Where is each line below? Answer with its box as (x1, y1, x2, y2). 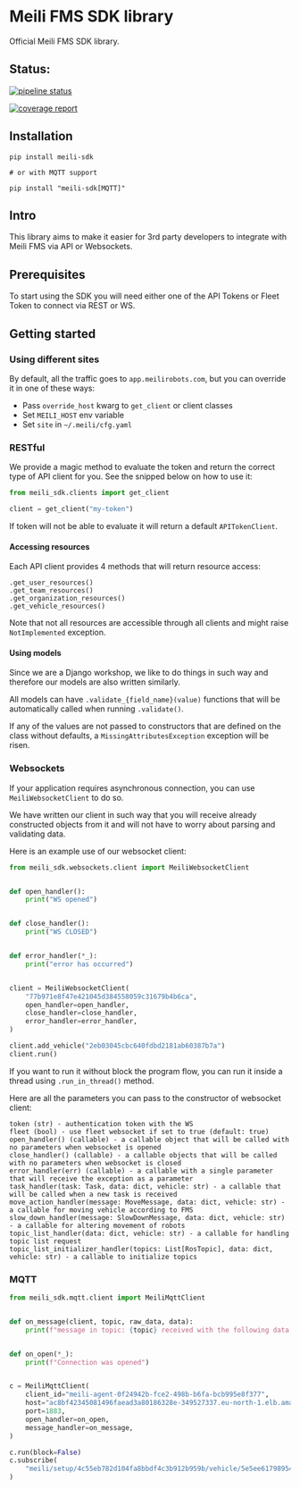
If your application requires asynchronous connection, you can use (9, 782, 255, 793)
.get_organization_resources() (9, 594, 126, 603)
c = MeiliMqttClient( (9, 1382, 90, 1391)
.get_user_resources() (9, 578, 94, 587)
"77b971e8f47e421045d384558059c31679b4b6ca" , (25, 992, 198, 1001)
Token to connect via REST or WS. (9, 300, 136, 311)
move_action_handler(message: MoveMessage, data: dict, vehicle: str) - (9, 1198, 286, 1207)
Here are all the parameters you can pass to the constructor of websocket (9, 1092, 281, 1103)
